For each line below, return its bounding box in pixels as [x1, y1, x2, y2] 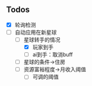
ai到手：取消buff [32, 51, 73, 58]
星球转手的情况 [23, 36, 61, 43]
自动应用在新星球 [14, 28, 57, 36]
